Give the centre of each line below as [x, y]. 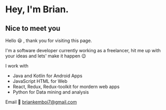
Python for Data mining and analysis [51, 92]
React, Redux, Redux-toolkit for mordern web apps [66, 86]
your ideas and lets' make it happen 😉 [46, 56]
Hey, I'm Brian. [37, 9]
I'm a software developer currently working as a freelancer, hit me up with [83, 50]
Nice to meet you [33, 28]
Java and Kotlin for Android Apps [48, 76]
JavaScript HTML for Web [40, 81]
